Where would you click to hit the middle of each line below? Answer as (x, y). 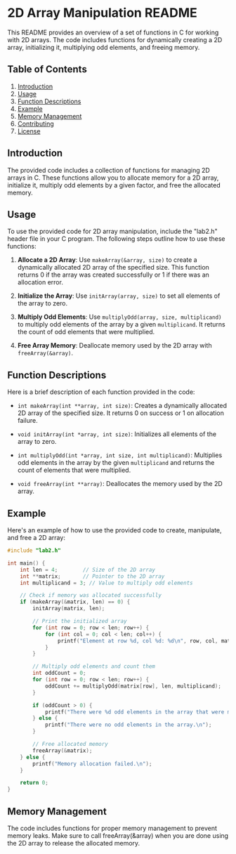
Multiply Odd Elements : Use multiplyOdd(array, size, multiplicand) (120, 317)
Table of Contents (47, 69)
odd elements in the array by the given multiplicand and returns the (116, 463)
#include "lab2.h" (34, 551)
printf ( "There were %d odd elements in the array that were (135, 712)
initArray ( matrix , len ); (69, 609)
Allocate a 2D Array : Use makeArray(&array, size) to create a (107, 260)
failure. (27, 421)
